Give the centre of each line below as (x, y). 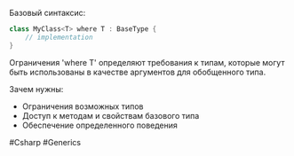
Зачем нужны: (36, 89)
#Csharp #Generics (45, 142)
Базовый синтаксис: (48, 13)
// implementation (59, 37)
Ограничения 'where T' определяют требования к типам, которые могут (147, 62)
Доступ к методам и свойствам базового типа (111, 115)
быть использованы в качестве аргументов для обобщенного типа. (138, 72)
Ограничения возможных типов (83, 106)
